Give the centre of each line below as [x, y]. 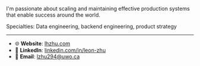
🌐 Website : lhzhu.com [42, 43]
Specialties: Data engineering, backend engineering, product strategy [92, 26]
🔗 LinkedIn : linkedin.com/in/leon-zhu [60, 50]
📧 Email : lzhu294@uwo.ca [47, 56]
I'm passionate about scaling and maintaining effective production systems [98, 9]
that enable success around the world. [53, 15]
